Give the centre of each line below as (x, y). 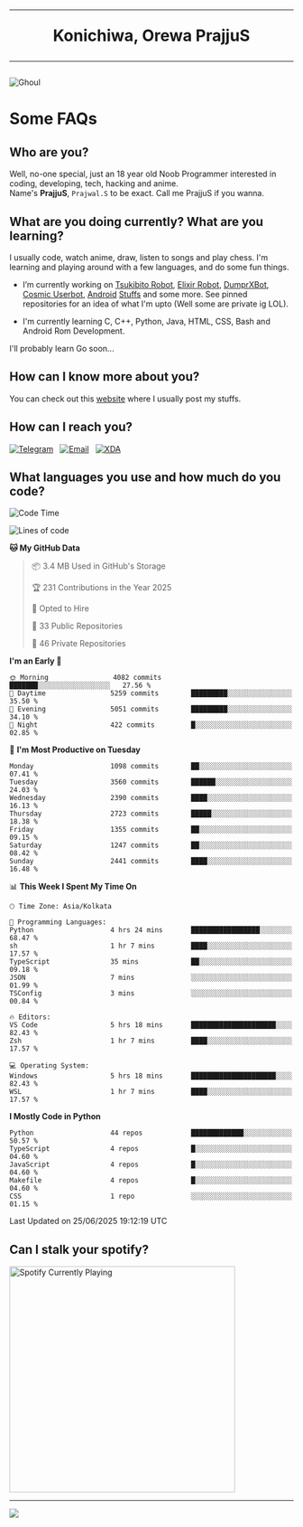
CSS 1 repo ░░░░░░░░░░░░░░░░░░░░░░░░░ (151, 1197)
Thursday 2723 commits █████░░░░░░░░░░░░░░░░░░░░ (151, 814)
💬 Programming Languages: (58, 922)
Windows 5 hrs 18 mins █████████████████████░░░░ (151, 1076)
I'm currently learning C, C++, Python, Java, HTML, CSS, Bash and (146, 321)
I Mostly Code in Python (55, 1117)
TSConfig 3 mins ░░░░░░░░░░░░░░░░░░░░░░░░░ (151, 994)
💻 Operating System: (50, 1066)
